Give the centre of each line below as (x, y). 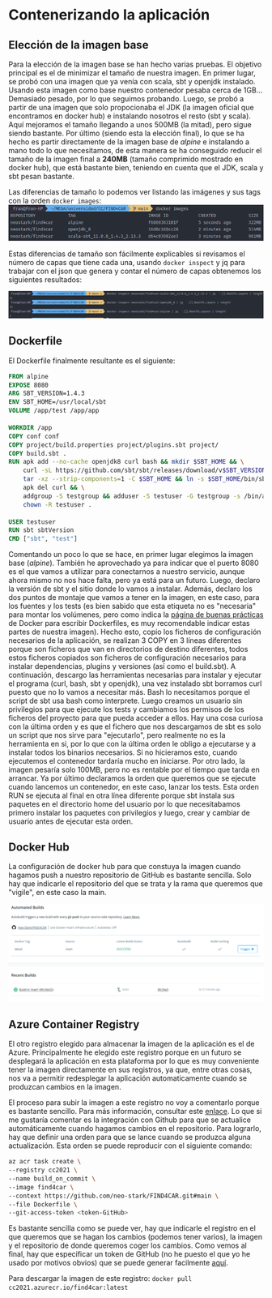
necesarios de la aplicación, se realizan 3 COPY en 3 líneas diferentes (125, 640)
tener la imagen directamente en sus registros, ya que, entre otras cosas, (130, 1070)
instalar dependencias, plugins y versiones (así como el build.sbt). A (122, 666)
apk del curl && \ (54, 488)
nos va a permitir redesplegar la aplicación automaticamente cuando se (128, 1078)
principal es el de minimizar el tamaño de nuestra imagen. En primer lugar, (132, 73)
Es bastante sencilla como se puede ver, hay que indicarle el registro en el (132, 1228)
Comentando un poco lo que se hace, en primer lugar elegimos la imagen (131, 555)
